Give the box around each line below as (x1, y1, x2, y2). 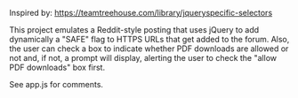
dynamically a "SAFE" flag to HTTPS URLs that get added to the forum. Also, (9, 34, 290, 44)
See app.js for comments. (9, 79, 104, 89)
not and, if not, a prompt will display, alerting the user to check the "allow (9, 53, 278, 63)
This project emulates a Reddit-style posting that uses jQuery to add (9, 25, 260, 34)
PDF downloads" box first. (9, 62, 105, 72)
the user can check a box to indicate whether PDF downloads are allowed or (9, 43, 289, 54)
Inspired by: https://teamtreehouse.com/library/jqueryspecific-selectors (9, 8, 273, 18)
